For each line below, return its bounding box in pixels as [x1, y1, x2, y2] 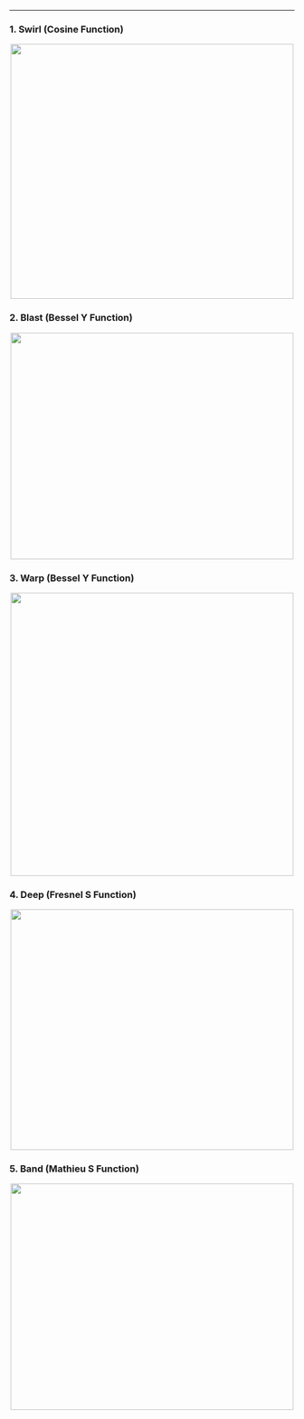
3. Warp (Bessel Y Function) [9, 572, 135, 584]
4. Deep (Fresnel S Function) [9, 888, 138, 901]
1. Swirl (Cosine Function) [9, 23, 124, 35]
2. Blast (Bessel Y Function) [9, 312, 133, 324]
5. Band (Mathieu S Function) [9, 1163, 140, 1175]
